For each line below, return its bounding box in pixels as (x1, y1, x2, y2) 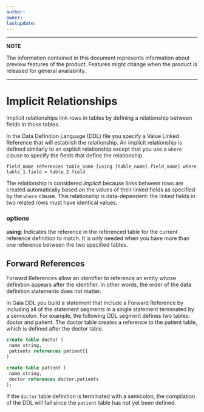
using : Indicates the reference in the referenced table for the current (6, 228, 178, 235)
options (6, 214, 30, 222)
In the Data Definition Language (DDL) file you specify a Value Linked (6, 132, 179, 140)
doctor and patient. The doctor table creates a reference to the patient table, (6, 318, 197, 326)
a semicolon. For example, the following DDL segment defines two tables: (6, 312, 190, 320)
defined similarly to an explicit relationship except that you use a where (6, 145, 182, 153)
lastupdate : (6, 20, 36, 26)
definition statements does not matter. (6, 287, 101, 295)
